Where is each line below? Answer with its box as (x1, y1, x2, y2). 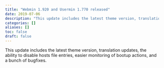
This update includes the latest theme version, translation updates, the (5, 47, 147, 53)
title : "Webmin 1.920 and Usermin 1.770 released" (5, 7, 110, 12)
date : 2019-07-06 (5, 12, 41, 16)
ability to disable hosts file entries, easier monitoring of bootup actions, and (5, 52, 157, 58)
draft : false (5, 34, 32, 39)
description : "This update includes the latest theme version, (5, 16, 137, 21)
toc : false (5, 29, 27, 34)
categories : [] (5, 20, 36, 26)
